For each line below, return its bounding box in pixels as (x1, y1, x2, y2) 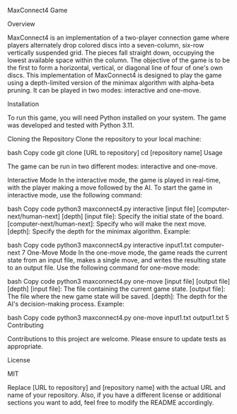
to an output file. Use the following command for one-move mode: (7, 263, 200, 272)
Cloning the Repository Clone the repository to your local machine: (7, 134, 202, 143)
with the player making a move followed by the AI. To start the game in (7, 183, 213, 192)
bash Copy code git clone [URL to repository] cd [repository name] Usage (7, 149, 223, 156)
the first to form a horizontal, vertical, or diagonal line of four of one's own (7, 64, 223, 71)
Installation (7, 100, 40, 108)
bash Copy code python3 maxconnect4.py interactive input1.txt (7, 241, 192, 249)
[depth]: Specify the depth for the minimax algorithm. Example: (7, 227, 191, 236)
